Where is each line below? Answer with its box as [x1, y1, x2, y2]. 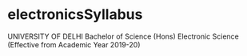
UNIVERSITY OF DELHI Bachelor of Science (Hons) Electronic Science [7, 32, 239, 41]
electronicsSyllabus [7, 6, 143, 24]
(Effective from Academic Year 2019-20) [7, 39, 141, 49]
